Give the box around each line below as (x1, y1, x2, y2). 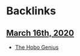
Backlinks (6, 4, 57, 18)
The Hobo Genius (14, 43, 59, 51)
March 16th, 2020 (6, 28, 74, 38)
